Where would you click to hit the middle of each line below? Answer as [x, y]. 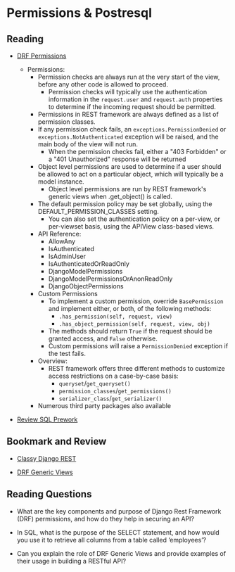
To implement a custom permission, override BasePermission [136, 301]
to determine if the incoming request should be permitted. [132, 107]
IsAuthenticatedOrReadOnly [89, 264]
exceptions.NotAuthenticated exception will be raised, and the [128, 136]
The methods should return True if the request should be [130, 331]
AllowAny [62, 241]
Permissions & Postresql [79, 13]
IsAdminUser [67, 256]
